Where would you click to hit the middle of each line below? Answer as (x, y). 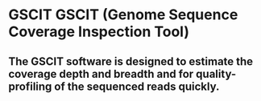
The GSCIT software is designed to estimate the (131, 61)
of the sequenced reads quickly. (137, 86)
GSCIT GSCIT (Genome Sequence (123, 15)
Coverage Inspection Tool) (99, 32)
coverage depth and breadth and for (101, 74)
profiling (30, 86)
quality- (216, 74)
